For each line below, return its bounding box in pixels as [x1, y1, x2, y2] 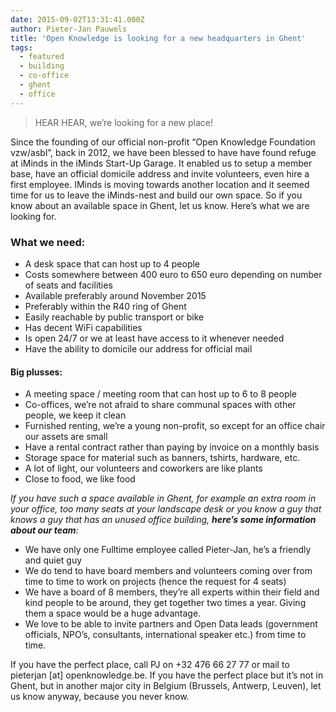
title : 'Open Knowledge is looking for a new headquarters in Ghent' [10, 33, 307, 43]
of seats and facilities [24, 279, 113, 291]
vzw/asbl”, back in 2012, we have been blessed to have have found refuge [10, 146, 317, 158]
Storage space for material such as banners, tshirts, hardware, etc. [24, 452, 301, 464]
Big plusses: [10, 366, 63, 378]
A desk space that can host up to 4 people [24, 257, 201, 270]
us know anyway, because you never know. [10, 691, 190, 703]
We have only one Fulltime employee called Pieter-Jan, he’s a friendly [24, 544, 312, 556]
